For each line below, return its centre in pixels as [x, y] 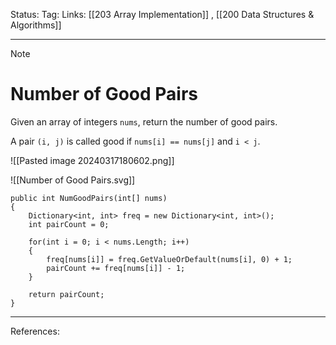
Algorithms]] [36, 25]
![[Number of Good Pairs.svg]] [73, 180]
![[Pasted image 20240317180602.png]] [92, 160]
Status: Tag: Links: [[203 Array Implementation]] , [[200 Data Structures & [162, 14]
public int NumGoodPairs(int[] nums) [89, 198]
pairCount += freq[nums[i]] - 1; [116, 268]
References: [35, 331]
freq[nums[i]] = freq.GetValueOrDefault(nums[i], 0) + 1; [169, 259]
